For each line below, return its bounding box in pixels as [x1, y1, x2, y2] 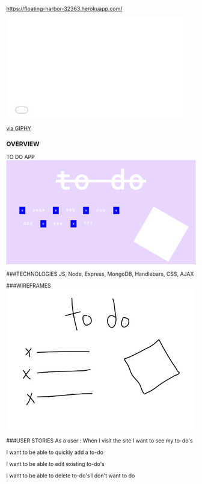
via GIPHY [6, 125, 32, 132]
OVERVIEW [6, 140, 40, 148]
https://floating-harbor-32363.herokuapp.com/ [6, 5, 123, 12]
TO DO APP [6, 154, 35, 161]
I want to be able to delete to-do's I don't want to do [6, 472, 135, 479]
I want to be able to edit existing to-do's [6, 460, 105, 467]
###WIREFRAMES [6, 282, 51, 289]
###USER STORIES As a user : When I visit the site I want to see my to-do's [6, 436, 194, 444]
